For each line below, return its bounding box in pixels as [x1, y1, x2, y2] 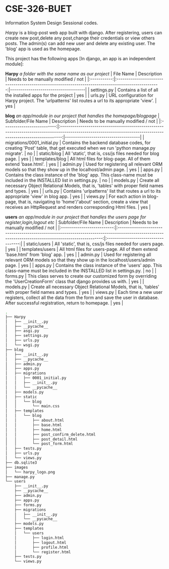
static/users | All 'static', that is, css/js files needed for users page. [26, 241, 164, 247]
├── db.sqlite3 [5, 460, 37, 465]
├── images [5, 465, 28, 470]
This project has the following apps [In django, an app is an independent [5, 55, 155, 61]
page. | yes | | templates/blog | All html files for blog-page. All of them [5, 155, 150, 162]
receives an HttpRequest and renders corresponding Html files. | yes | [5, 204, 151, 210]
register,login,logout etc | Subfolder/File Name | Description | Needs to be [5, 219, 158, 225]
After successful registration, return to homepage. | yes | [5, 299, 124, 306]
